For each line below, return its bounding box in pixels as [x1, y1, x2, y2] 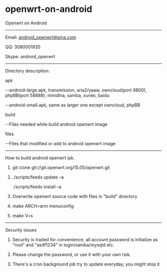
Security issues [5, 227, 37, 233]
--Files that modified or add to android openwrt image [5, 140, 116, 146]
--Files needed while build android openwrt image [5, 121, 108, 127]
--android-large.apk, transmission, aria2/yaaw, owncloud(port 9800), [5, 87, 147, 93]
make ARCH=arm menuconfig [12, 203, 74, 209]
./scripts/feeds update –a [12, 174, 64, 180]
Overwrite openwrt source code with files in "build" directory [12, 193, 138, 199]
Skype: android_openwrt [5, 53, 56, 59]
